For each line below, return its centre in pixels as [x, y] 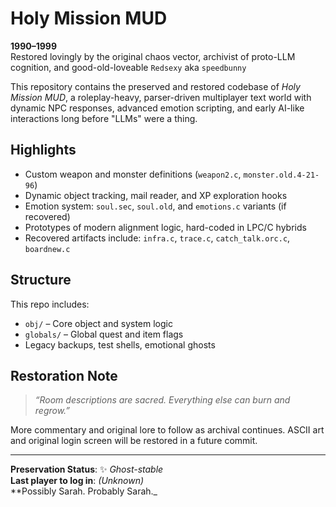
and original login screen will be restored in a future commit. [134, 441]
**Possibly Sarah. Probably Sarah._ [84, 491]
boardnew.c [47, 249]
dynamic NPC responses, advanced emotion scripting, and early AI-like [157, 108]
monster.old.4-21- [281, 175]
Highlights [43, 150]
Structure [41, 280]
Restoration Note [64, 375]
